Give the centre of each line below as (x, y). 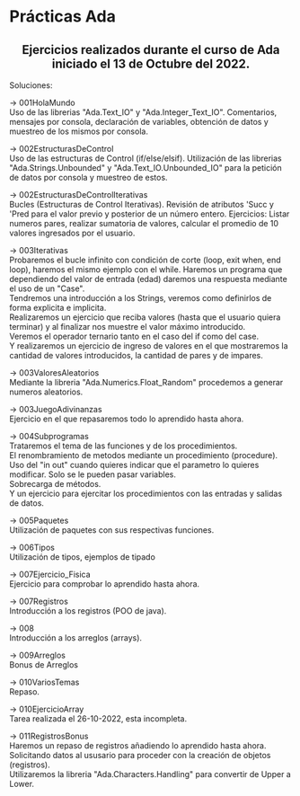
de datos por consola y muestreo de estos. (88, 177)
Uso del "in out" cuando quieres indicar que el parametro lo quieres (134, 465)
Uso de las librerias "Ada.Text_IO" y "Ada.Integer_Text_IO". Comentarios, (143, 112)
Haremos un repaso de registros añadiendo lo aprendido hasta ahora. (138, 746)
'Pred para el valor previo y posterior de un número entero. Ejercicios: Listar (150, 214)
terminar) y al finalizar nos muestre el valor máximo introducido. (128, 327)
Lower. (22, 784)
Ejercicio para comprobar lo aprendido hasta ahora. (105, 584)
